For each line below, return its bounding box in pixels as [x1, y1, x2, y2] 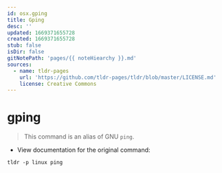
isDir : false [7, 49, 45, 56]
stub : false [7, 42, 41, 49]
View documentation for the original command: [16, 146, 151, 154]
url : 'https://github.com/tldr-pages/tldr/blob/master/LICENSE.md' [19, 73, 217, 81]
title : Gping [7, 16, 45, 23]
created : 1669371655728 [7, 36, 76, 43]
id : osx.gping [7, 10, 48, 17]
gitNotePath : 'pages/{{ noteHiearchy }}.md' [7, 55, 137, 62]
